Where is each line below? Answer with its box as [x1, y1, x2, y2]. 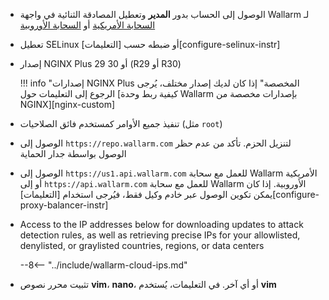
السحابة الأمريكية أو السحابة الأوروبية [19, 19, 156, 31]
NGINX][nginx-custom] [19, 99, 116, 110]
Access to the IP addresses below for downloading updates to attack [19, 219, 304, 230]
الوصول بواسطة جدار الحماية [19, 148, 127, 159]
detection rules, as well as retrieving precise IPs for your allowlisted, [19, 229, 301, 241]
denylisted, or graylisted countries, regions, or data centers [19, 240, 265, 251]
